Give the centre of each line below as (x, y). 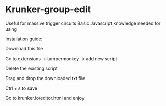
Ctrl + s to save (21, 88)
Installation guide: (24, 39)
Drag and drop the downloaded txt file (45, 78)
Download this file (24, 48)
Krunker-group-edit (48, 9)
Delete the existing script (31, 68)
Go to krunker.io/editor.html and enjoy (45, 98)
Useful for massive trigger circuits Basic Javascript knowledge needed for (83, 23)
